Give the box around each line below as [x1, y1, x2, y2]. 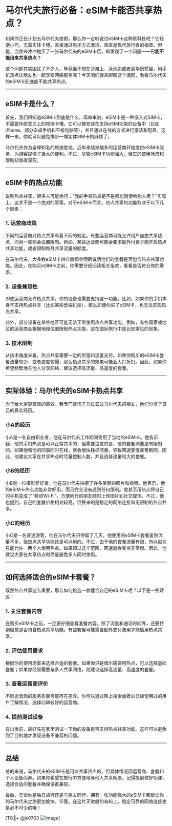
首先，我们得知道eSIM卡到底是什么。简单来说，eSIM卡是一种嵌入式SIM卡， [5, 114, 165, 120]
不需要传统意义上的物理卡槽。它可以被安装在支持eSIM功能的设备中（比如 [5, 120, 160, 127]
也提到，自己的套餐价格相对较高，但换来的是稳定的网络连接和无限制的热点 [5, 499, 162, 505]
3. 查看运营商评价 [5, 680, 49, 687]
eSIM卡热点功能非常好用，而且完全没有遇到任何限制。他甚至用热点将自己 [9, 486, 164, 492]
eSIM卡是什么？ [5, 99, 56, 108]
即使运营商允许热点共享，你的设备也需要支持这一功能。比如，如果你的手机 [5, 296, 162, 302]
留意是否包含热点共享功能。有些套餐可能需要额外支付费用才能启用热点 [9, 627, 158, 633]
